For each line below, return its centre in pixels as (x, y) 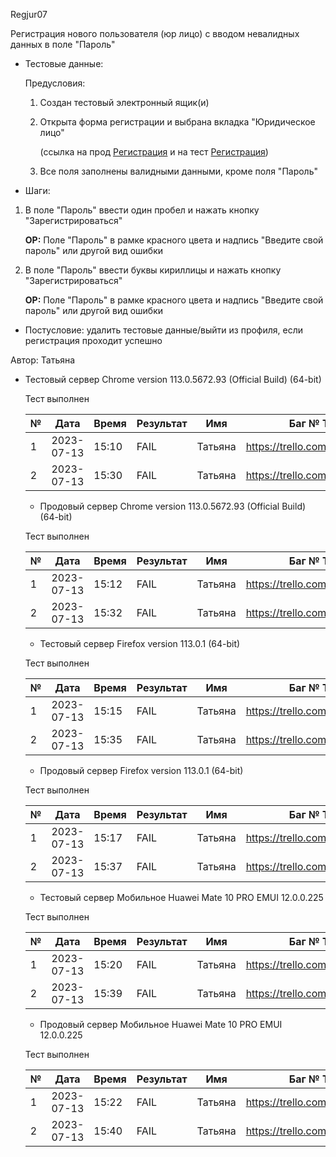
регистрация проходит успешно (93, 340)
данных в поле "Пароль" (63, 44)
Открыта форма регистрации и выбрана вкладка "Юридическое (177, 122)
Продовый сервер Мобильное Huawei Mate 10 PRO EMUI (161, 1024)
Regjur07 (29, 14)
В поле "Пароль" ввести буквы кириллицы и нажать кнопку (153, 270)
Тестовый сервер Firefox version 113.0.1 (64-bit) (140, 643)
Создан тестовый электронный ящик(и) (124, 102)
